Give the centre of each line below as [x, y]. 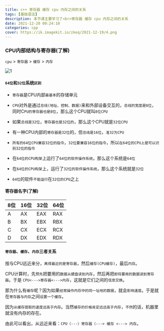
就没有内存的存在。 [24, 313]
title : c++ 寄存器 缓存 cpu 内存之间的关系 [46, 10]
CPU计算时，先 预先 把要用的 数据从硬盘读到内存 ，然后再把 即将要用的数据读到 [76, 274]
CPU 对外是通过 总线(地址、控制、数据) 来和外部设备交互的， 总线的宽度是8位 [82, 105]
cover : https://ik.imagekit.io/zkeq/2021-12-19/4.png [61, 32]
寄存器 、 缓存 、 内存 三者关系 [31, 252]
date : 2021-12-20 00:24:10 [33, 23]
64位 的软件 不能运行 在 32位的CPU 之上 [46, 179]
